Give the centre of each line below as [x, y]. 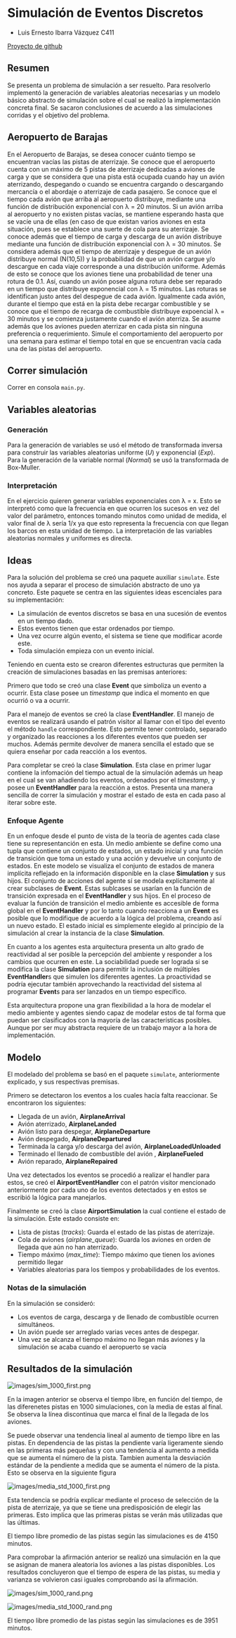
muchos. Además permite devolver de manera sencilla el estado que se [111, 744]
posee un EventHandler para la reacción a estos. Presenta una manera [110, 788]
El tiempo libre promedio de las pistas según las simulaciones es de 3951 [113, 1620]
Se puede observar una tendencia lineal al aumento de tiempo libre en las [113, 1435]
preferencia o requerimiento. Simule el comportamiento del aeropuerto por [115, 334]
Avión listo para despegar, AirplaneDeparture [84, 1131]
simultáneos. [36, 1324]
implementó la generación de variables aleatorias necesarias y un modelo [114, 92]
